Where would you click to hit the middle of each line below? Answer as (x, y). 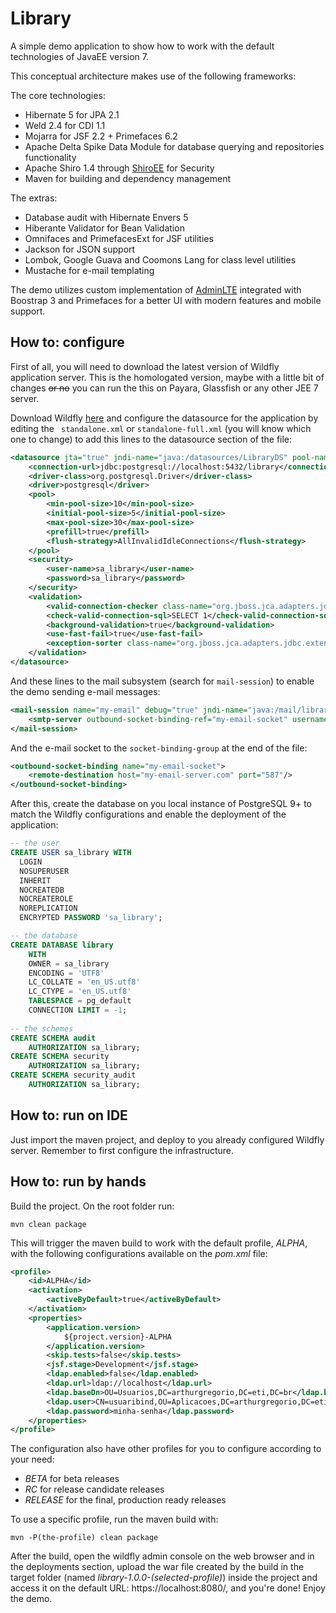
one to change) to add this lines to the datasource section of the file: (151, 439)
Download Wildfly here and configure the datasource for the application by (164, 418)
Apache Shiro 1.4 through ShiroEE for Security (119, 168)
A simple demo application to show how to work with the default (142, 46)
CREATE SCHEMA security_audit (73, 1075)
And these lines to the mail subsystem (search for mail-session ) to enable (162, 681)
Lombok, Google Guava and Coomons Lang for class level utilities (160, 259)
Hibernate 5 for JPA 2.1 (72, 114)
